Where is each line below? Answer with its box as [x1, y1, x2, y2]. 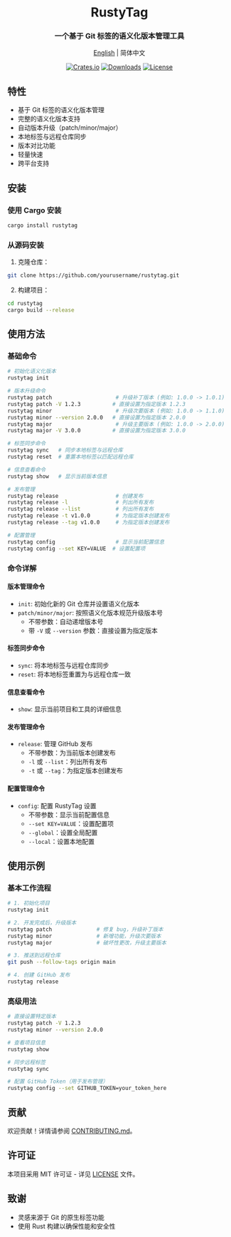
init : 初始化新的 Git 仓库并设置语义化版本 [17, 599, 140, 608]
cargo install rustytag [7, 222, 78, 229]
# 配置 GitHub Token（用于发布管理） [7, 1078, 109, 1085]
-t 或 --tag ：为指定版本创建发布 [28, 766, 123, 775]
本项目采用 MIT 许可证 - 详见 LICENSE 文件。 [7, 1169, 139, 1178]
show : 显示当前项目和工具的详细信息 [17, 705, 122, 713]
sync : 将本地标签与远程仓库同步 [17, 661, 109, 669]
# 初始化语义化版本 [7, 368, 57, 375]
